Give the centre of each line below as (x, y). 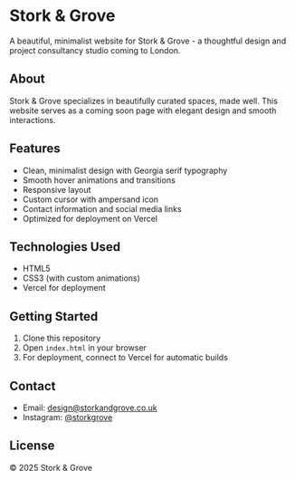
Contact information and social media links (102, 208)
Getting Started (54, 317)
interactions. (33, 120)
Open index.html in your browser (85, 348)
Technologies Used (65, 247)
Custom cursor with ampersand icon (90, 199)
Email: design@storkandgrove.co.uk (90, 408)
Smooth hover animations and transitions (99, 180)
